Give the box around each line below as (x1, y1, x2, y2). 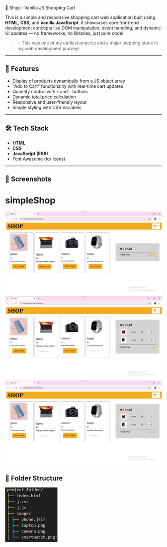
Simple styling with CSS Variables (12, 104, 82, 110)
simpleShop (5, 195, 56, 206)
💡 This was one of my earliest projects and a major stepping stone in (17, 40, 158, 46)
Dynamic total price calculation (12, 94, 76, 100)
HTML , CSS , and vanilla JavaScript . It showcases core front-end (5, 20, 139, 25)
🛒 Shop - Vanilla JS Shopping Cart (5, 5, 76, 10)
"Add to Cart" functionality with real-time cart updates (12, 83, 123, 89)
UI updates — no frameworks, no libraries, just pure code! (5, 30, 124, 36)
